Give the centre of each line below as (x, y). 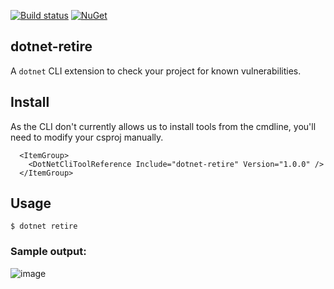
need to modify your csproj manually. (87, 137)
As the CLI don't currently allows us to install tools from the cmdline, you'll (163, 126)
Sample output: (48, 252)
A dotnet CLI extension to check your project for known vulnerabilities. (156, 71)
